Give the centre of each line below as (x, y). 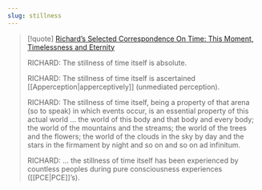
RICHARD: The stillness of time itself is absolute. (107, 63)
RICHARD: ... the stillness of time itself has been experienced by (133, 160)
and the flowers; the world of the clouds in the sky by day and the (135, 136)
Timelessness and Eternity (71, 47)
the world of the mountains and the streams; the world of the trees (137, 127)
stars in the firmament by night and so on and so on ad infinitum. (134, 144)
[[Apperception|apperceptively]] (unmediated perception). (123, 87)
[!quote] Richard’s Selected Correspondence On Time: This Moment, (140, 38)
